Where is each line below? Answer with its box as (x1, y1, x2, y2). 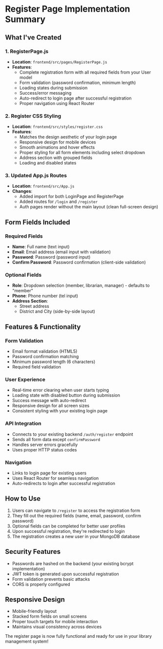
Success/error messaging (19, 90, 72, 96)
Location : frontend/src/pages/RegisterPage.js (12, 59, 107, 64)
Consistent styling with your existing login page (12, 408, 108, 414)
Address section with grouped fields (19, 155, 93, 161)
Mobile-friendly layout (12, 608, 57, 614)
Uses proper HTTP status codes (12, 446, 77, 452)
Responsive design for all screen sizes (12, 403, 89, 408)
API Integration (5, 420, 41, 427)
